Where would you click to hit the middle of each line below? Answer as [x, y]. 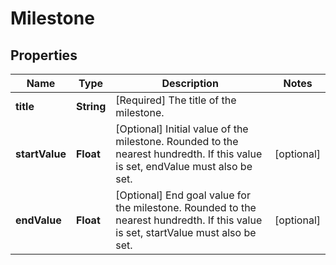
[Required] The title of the [176, 100]
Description [190, 83]
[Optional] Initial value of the [182, 129]
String [91, 106]
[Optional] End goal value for [183, 195]
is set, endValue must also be [184, 166]
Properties [44, 55]
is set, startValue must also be [186, 232]
